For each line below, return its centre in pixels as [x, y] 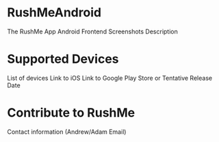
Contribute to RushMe [71, 113]
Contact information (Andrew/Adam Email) [67, 132]
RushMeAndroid [54, 13]
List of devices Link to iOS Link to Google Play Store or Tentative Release [110, 78]
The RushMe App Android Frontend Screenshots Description [92, 31]
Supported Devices [63, 59]
